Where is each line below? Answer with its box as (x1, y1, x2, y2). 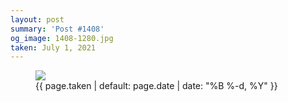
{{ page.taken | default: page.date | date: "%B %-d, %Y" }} (35, 80, 278, 92)
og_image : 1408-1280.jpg (10, 33, 114, 43)
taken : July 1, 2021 (10, 42, 97, 53)
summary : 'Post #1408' (10, 24, 105, 34)
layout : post (10, 14, 65, 25)
